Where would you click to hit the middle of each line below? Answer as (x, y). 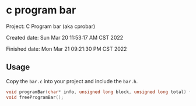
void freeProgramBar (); (35, 97)
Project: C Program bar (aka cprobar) (51, 26)
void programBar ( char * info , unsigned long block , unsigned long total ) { (99, 92)
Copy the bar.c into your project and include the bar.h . (72, 81)
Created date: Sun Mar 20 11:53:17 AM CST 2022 (65, 37)
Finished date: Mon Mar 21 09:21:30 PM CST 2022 (66, 49)
